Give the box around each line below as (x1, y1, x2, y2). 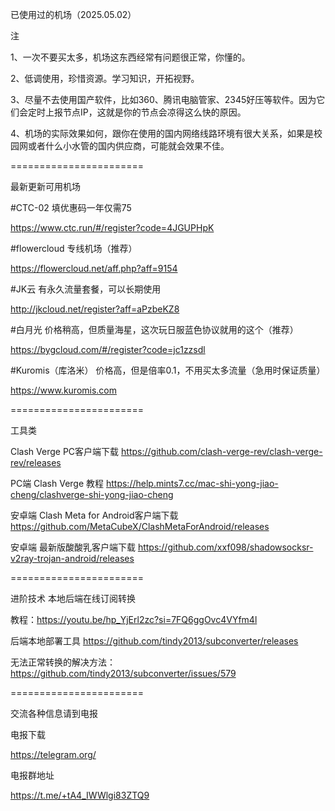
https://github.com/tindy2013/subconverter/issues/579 (10, 668, 237, 679)
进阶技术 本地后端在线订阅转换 (10, 593, 136, 604)
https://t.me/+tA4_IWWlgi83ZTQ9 (10, 789, 150, 801)
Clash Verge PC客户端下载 (10, 446, 120, 457)
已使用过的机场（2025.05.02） (10, 9, 137, 20)
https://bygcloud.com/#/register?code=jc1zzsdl (10, 344, 206, 355)
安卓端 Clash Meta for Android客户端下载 (10, 509, 179, 521)
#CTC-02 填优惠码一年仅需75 (10, 202, 132, 213)
